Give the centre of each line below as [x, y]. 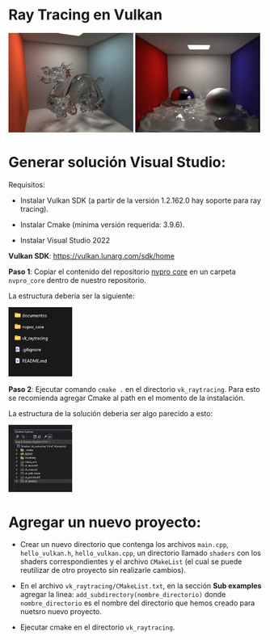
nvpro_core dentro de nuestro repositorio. [78, 280]
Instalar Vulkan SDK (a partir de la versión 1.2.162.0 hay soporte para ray [140, 200]
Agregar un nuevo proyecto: [105, 522]
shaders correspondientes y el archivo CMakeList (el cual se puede [131, 562]
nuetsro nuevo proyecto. [61, 612]
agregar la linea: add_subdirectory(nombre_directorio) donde [123, 595]
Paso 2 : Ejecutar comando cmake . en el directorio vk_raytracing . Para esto [134, 389]
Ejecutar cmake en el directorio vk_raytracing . [97, 627]
